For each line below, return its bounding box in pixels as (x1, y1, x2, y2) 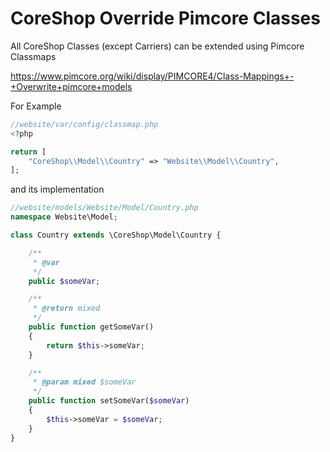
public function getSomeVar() (28, 322, 155, 332)
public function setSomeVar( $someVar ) (28, 396, 190, 406)
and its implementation (10, 183, 105, 196)
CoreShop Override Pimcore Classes (10, 7, 321, 30)
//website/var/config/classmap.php (10, 119, 159, 129)
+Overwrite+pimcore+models (10, 80, 133, 92)
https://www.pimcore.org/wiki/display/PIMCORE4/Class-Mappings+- (10, 70, 295, 82)
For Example (10, 100, 62, 112)
